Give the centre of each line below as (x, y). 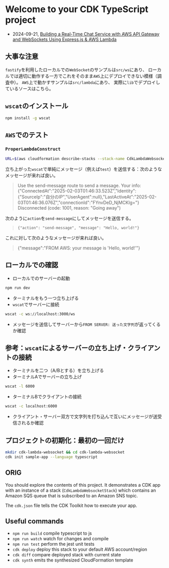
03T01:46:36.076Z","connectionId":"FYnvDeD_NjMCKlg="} (78, 202)
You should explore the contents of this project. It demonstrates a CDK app (83, 485)
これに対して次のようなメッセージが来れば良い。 (56, 238)
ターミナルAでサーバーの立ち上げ (47, 377)
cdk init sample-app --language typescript (52, 457)
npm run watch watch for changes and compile (61, 539)
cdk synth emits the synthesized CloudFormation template (73, 560)
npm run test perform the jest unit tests (53, 544)
